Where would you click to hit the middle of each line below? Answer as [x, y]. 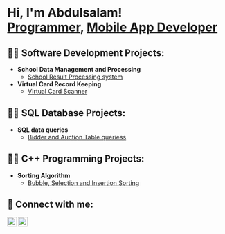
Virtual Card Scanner [57, 91]
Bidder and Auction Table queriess [77, 137]
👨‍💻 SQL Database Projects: [66, 113]
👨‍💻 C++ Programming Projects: [76, 159]
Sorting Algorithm [44, 175]
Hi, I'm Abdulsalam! [65, 13]
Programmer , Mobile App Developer [112, 27]
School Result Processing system [75, 77]
